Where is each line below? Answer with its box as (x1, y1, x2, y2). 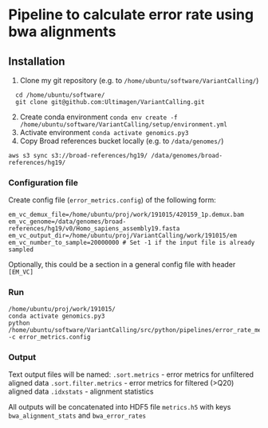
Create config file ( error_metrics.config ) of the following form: (8, 195, 217, 205)
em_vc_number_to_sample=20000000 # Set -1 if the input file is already (8, 238, 255, 247)
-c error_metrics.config (8, 333, 91, 341)
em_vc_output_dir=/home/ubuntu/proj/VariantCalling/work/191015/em (8, 232, 238, 240)
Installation (8, 54, 65, 68)
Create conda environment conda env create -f (19, 112, 178, 122)
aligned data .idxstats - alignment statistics (8, 386, 154, 396)
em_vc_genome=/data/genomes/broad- (8, 218, 127, 226)
